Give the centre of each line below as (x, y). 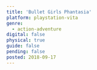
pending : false (26, 52)
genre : (15, 23)
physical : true (26, 40)
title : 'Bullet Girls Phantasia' (49, 12)
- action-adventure (37, 29)
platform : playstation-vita (42, 18)
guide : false (23, 46)
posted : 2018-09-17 (31, 57)
